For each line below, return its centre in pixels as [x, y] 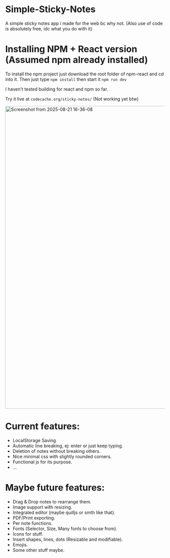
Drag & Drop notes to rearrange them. [52, 501]
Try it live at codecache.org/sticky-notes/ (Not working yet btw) [72, 99]
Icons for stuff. [28, 534]
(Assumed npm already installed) [77, 60]
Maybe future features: [55, 488]
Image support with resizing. [42, 507]
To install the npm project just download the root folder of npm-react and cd [84, 74]
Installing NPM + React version [71, 49]
